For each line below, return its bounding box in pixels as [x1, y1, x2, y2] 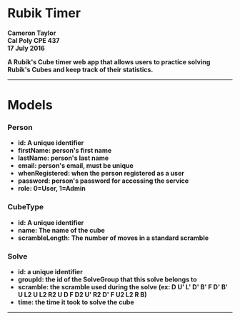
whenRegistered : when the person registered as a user [17, 169, 184, 178]
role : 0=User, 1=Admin [17, 184, 86, 193]
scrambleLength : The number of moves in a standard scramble [17, 234, 209, 242]
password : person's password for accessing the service [17, 176, 189, 185]
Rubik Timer [7, 5, 81, 21]
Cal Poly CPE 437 [7, 36, 60, 44]
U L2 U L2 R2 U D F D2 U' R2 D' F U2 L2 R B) [17, 291, 147, 299]
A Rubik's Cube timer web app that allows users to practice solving [7, 57, 211, 66]
